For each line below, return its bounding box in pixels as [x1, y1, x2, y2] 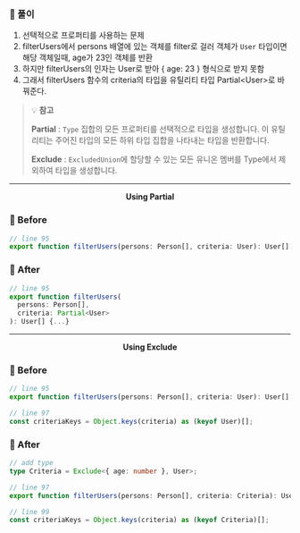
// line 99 [9, 507, 50, 516]
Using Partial [125, 191, 175, 202]
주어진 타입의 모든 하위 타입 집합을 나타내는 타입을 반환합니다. [54, 135, 270, 146]
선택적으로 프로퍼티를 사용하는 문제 [21, 30, 145, 41]
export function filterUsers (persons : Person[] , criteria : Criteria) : [9, 491, 278, 500]
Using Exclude [122, 342, 178, 352]
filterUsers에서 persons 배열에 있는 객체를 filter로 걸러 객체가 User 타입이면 [21, 41, 287, 52]
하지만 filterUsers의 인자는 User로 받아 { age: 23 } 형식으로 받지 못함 [21, 63, 265, 74]
